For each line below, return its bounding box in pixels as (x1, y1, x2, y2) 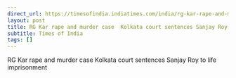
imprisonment (7, 63, 48, 72)
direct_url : (7, 10, 42, 18)
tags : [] (7, 37, 33, 44)
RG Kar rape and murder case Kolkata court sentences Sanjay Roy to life (7, 56, 217, 64)
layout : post (7, 17, 46, 24)
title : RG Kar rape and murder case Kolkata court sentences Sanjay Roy (7, 23, 228, 30)
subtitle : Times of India (7, 30, 83, 37)
